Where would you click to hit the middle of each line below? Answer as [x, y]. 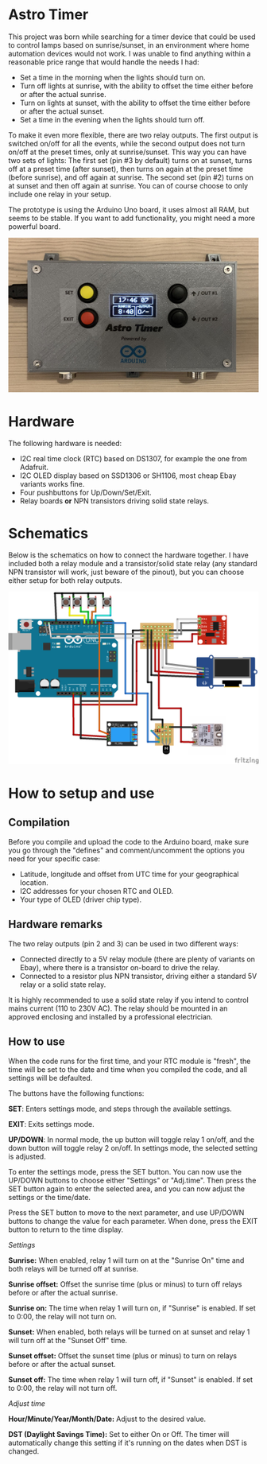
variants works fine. [52, 484]
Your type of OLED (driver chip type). [80, 899]
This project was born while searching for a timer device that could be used [132, 37]
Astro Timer [48, 15]
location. [34, 882]
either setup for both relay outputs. [65, 581]
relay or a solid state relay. [63, 984]
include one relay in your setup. [60, 194]
